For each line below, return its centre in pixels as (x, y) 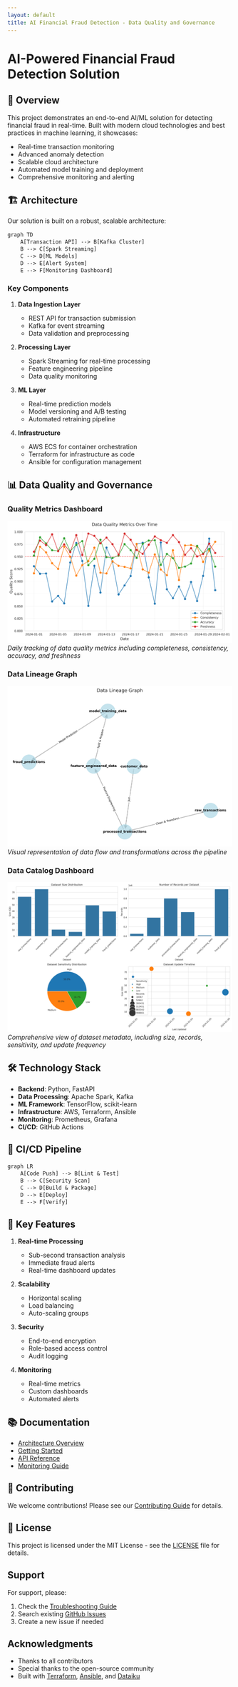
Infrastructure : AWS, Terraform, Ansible (77, 1111)
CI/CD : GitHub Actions (51, 1127)
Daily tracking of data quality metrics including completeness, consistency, (118, 648)
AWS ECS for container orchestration (83, 446)
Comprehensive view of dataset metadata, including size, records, (105, 1037)
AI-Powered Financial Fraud (92, 59)
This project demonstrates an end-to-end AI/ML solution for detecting (110, 117)
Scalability (34, 1284)
